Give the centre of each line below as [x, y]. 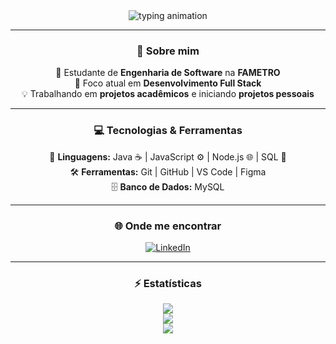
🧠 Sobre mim [168, 51]
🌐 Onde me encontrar [168, 226]
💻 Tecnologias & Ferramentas [168, 131]
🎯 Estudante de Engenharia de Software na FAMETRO [168, 73]
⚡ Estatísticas [168, 283]
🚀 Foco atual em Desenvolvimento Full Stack [168, 83]
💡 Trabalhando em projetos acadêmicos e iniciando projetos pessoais [168, 94]
